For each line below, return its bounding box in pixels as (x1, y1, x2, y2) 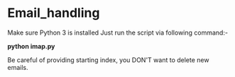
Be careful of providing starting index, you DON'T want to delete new (7, 55, 209, 64)
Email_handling (7, 5, 100, 21)
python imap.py (7, 42, 55, 50)
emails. (7, 63, 28, 71)
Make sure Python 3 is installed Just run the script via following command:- (7, 28, 229, 37)
